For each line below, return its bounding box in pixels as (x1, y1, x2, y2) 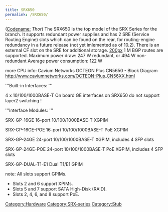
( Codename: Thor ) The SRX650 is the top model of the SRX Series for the (5, 26, 157, 32)
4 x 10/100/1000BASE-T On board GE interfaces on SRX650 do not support (5, 92, 160, 98)
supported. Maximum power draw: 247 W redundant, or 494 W (5, 52, 136, 58)
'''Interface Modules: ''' (5, 107, 54, 113)
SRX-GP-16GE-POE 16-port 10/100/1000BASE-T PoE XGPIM (5, 126, 128, 133)
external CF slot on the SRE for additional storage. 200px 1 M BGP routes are (5, 47, 163, 53)
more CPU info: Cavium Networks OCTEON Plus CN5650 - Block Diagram (5, 67, 158, 73)
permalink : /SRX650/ (5, 12, 49, 17)
